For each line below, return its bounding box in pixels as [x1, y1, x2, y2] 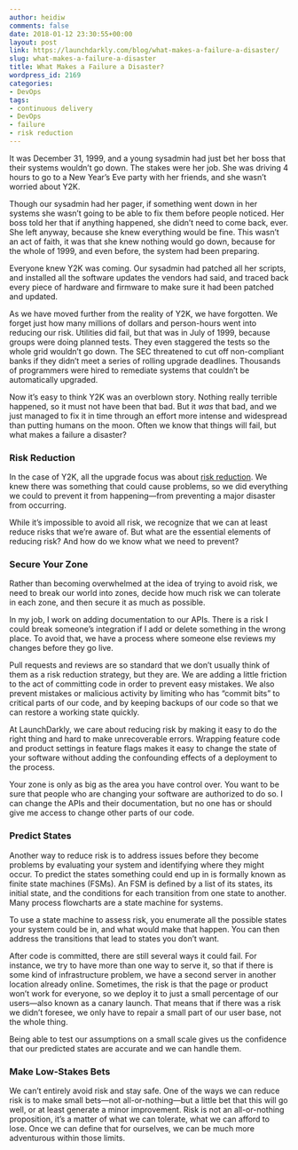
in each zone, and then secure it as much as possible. [9, 597, 206, 608]
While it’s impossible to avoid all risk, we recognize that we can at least [9, 517, 268, 528]
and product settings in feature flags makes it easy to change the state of [9, 743, 278, 754]
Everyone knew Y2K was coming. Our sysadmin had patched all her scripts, [9, 263, 286, 274]
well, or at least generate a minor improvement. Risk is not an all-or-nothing [9, 1105, 285, 1115]
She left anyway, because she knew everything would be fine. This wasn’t [9, 226, 279, 237]
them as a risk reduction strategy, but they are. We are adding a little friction [9, 670, 287, 680]
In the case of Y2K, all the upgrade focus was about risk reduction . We [9, 472, 268, 482]
